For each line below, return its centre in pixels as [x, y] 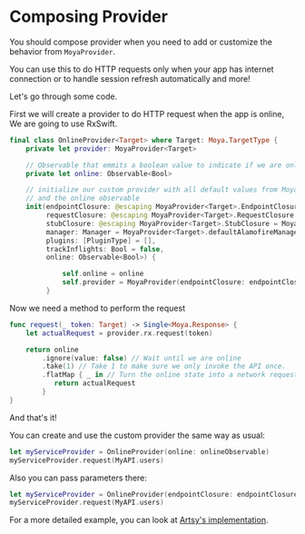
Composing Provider [89, 17]
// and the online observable [83, 198]
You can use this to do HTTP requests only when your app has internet [142, 69]
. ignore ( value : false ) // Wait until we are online [142, 358]
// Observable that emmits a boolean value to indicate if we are [154, 165]
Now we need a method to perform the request [98, 308]
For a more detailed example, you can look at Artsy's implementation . [139, 520]
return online [52, 350]
